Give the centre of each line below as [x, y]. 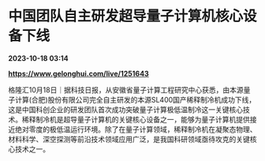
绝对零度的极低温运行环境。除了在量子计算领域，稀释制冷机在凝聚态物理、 [136, 129]
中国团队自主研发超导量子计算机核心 [126, 16]
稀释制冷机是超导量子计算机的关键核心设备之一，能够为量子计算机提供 [136, 119]
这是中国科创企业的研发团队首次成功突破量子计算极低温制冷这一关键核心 [125, 109]
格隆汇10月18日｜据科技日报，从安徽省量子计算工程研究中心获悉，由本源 [126, 90]
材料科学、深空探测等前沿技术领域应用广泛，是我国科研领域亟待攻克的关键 [129, 139]
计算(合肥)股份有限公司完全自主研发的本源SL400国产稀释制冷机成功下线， [135, 99]
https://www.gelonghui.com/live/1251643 [79, 73]
